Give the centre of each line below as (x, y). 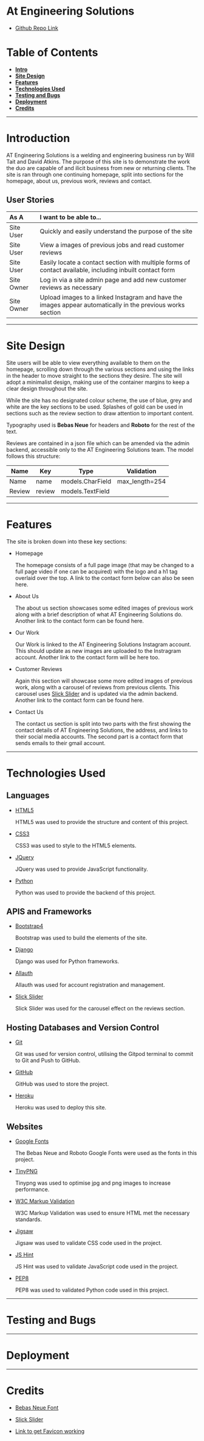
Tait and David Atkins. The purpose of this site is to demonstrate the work (98, 162)
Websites (25, 1127)
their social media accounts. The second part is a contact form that (99, 737)
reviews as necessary (71, 287)
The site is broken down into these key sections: (67, 541)
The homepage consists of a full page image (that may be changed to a (104, 565)
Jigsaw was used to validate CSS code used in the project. (88, 1242)
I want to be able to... (70, 217)
